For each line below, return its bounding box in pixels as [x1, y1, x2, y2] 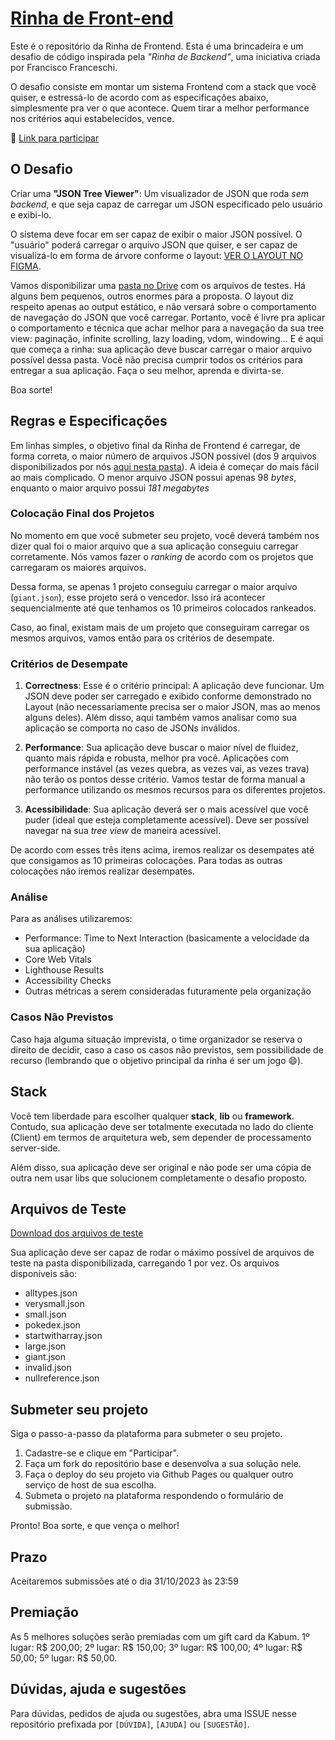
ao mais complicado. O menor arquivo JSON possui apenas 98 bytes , [10, 471, 297, 483]
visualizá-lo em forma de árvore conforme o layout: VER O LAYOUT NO [10, 249, 304, 261]
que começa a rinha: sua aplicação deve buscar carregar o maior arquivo [10, 343, 313, 355]
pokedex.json [24, 1319, 81, 1331]
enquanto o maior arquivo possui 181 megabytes [10, 482, 210, 494]
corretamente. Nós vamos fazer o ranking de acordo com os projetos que [10, 550, 314, 562]
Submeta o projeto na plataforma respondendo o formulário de [24, 1490, 284, 1502]
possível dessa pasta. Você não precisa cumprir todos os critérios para [10, 353, 303, 366]
